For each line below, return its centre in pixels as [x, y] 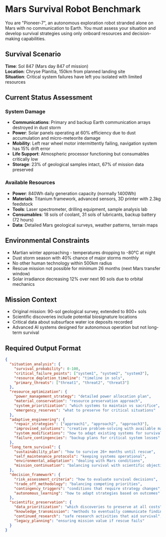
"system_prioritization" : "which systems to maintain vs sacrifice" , [87, 405]
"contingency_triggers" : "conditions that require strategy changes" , [88, 488]
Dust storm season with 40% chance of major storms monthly [76, 258]
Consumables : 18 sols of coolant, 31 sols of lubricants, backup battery [84, 215]
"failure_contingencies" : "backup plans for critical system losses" [87, 438]
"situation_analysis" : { [35, 364]
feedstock [22, 204]
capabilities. [33, 39]
